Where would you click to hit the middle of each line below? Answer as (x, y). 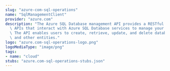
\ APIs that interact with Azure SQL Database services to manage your (87, 28)
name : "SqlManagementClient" (36, 14)
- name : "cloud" (22, 56)
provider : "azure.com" (29, 19)
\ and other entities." (35, 38)
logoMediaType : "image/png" (35, 47)
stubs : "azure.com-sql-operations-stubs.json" (55, 61)
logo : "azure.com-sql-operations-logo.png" (52, 42)
